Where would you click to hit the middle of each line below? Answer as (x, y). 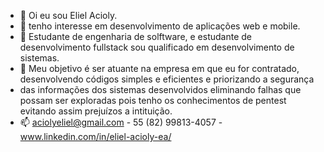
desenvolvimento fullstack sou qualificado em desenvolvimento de (157, 47)
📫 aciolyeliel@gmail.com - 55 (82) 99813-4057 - (121, 122)
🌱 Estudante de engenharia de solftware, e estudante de (136, 36)
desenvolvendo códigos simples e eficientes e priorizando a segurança (167, 79)
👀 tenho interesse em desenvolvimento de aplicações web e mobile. (160, 26)
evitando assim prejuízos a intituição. (96, 111)
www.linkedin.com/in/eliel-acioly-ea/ (95, 136)
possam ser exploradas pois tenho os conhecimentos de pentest (153, 100)
